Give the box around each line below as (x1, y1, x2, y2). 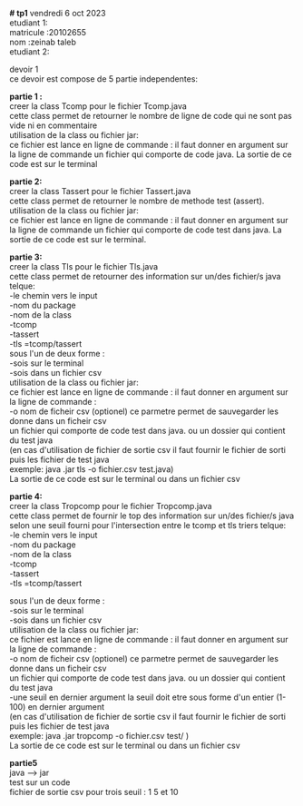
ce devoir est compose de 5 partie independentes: (9, 74, 198, 84)
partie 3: (9, 251, 43, 262)
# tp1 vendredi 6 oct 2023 (9, 8, 106, 18)
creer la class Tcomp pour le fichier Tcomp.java (9, 101, 188, 112)
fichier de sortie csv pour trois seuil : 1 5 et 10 (9, 787, 179, 797)
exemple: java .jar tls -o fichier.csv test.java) (9, 464, 174, 475)
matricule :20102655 (9, 27, 87, 37)
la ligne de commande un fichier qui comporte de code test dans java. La (9, 224, 282, 235)
